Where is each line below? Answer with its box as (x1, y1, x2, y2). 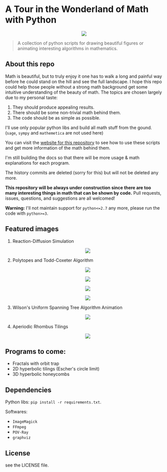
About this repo (5, 60, 55, 69)
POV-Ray (12, 430, 28, 435)
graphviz (12, 435, 31, 440)
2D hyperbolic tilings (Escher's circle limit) (12, 366, 100, 372)
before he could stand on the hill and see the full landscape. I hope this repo (5, 79, 162, 85)
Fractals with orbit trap (12, 360, 59, 366)
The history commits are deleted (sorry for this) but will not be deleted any (5, 169, 158, 176)
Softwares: (5, 409, 27, 415)
